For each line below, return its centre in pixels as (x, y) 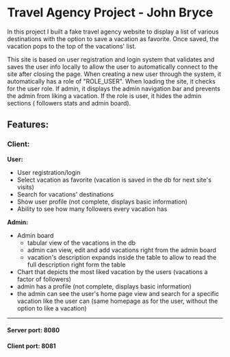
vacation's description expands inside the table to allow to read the (122, 257)
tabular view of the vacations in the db (81, 243)
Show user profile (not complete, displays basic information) (102, 201)
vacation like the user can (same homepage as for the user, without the (117, 301)
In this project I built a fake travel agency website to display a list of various (113, 32)
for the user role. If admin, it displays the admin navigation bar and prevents (114, 88)
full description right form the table (76, 264)
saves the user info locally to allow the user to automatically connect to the (113, 66)
